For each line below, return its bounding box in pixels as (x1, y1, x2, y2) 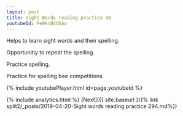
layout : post (6, 9, 40, 15)
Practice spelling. (6, 60, 50, 68)
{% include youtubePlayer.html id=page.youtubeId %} (6, 84, 143, 92)
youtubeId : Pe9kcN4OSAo (6, 20, 68, 26)
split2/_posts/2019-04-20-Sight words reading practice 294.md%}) (6, 103, 177, 110)
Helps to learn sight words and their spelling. (6, 37, 120, 45)
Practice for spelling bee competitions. (6, 73, 104, 80)
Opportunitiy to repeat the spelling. (6, 49, 95, 56)
